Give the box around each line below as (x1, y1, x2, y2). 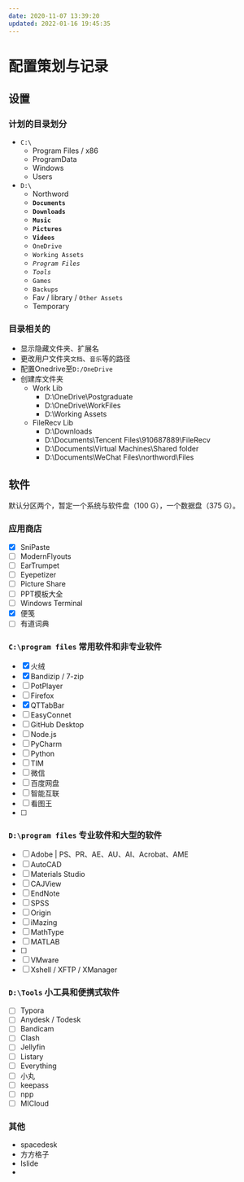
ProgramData (32, 155, 77, 164)
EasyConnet (30, 709, 72, 720)
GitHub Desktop (30, 719, 85, 729)
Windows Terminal (20, 599, 83, 608)
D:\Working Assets (44, 408, 107, 419)
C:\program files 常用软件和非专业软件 (8, 641, 163, 652)
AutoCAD (30, 859, 63, 869)
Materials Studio (30, 869, 85, 879)
